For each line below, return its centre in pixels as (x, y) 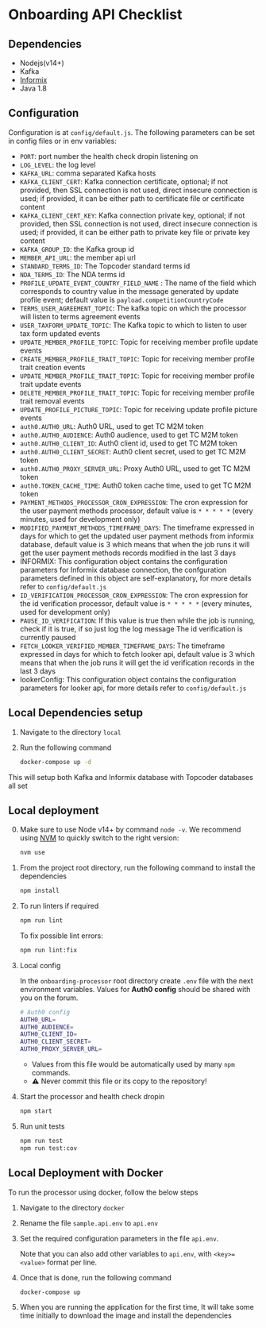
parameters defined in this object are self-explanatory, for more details (135, 578)
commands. (51, 1073)
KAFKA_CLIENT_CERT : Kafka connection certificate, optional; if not (124, 181)
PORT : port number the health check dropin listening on (109, 156)
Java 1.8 (33, 88)
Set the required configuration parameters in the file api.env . (119, 1238)
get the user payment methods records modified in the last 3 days (128, 553)
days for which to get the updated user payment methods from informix (137, 536)
